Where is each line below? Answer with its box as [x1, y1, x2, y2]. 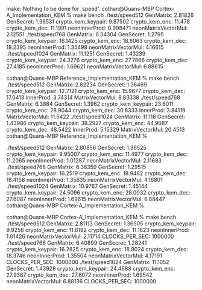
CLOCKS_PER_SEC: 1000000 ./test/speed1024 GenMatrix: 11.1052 [6, 259, 170, 265]
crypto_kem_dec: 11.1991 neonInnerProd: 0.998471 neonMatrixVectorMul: [6, 24, 188, 31]
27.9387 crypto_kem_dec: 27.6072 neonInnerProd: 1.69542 [6, 271, 153, 279]
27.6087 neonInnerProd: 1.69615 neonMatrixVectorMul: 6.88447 [6, 196, 166, 202]
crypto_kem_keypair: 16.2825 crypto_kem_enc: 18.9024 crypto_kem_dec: [6, 246, 189, 253]
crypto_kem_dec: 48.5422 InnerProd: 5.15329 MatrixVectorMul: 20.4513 [6, 126, 185, 133]
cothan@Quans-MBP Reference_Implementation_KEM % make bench [6, 75, 180, 82]
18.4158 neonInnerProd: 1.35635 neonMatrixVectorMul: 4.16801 [6, 176, 163, 183]
